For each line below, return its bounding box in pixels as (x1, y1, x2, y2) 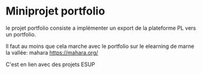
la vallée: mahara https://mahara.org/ (5, 49, 98, 56)
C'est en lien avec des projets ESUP (5, 61, 95, 68)
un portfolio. (5, 30, 36, 38)
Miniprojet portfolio (5, 4, 106, 18)
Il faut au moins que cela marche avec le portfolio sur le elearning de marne (5, 42, 195, 50)
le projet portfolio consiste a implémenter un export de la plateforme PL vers (5, 24, 197, 32)
